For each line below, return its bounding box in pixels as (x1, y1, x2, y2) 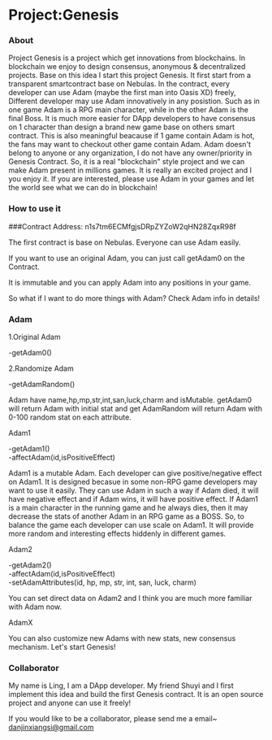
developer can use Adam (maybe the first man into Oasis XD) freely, (8, 88, 236, 98)
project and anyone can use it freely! (8, 698, 132, 708)
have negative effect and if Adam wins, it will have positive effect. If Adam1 (8, 494, 258, 504)
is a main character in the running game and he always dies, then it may (8, 503, 248, 513)
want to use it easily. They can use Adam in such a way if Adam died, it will (8, 485, 259, 495)
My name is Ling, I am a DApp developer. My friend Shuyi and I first (8, 681, 234, 690)
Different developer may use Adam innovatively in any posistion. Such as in (8, 96, 260, 107)
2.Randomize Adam (8, 363, 75, 373)
